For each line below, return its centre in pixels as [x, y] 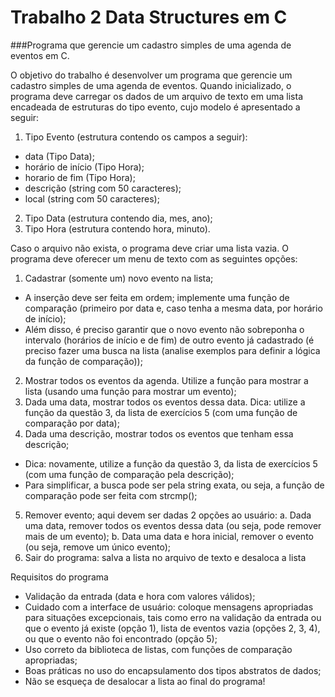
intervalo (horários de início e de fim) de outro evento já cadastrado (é [169, 340]
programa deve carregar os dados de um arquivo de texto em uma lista [156, 96]
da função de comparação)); [83, 361]
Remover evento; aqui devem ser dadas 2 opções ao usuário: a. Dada [168, 515]
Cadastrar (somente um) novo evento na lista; [119, 278]
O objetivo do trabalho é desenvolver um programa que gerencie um [151, 75]
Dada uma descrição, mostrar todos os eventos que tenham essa [159, 433]
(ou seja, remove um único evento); [98, 547]
